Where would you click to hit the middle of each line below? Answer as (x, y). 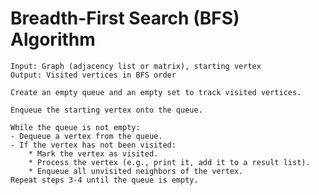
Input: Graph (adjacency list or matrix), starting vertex (136, 66)
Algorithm (53, 39)
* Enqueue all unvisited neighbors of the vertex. (136, 171)
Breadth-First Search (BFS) (125, 18)
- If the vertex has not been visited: (93, 145)
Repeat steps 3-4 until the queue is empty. (104, 180)
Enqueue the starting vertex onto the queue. (106, 110)
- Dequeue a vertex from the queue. (86, 136)
